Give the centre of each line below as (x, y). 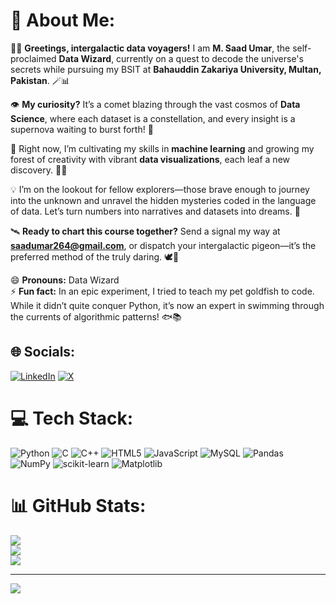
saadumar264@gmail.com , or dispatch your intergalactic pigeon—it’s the (163, 245)
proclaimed (33, 58)
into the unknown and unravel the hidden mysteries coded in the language (163, 200)
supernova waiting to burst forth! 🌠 (82, 129)
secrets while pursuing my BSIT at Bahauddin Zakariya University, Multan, (166, 69)
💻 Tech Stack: (72, 418)
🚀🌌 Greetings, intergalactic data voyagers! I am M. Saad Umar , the (150, 48)
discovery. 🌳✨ (39, 170)
